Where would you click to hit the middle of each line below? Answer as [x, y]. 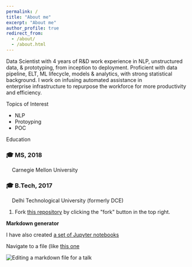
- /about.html [29, 45]
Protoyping [28, 121]
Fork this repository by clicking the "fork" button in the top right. [92, 212]
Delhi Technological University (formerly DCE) [67, 200]
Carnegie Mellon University [45, 170]
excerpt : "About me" [32, 22]
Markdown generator [33, 223]
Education [18, 139]
